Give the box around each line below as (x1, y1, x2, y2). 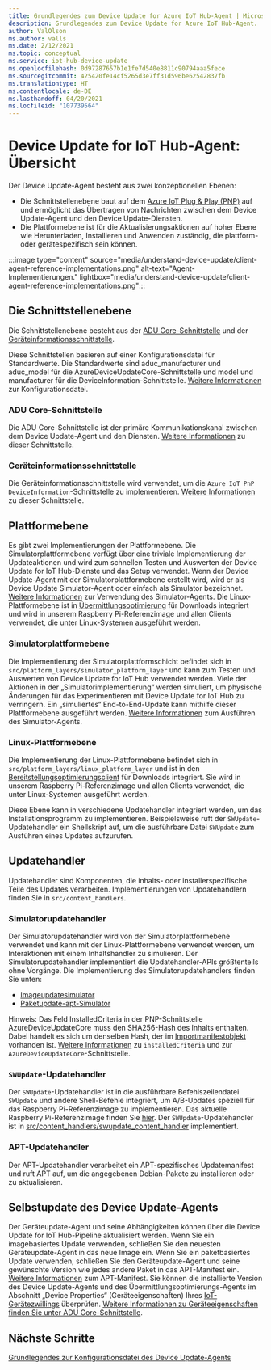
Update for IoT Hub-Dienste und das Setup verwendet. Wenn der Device (8, 567, 249, 576)
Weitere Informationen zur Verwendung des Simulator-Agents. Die (8, 592, 228, 602)
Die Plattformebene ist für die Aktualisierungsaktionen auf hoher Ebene (19, 222, 256, 232)
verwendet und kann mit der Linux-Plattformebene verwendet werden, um (8, 939, 256, 950)
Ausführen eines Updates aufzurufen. (8, 830, 134, 841)
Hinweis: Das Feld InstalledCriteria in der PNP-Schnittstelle (8, 1014, 203, 1023)
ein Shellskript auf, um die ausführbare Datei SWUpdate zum (59, 822, 255, 832)
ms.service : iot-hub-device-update (8, 57, 128, 65)
